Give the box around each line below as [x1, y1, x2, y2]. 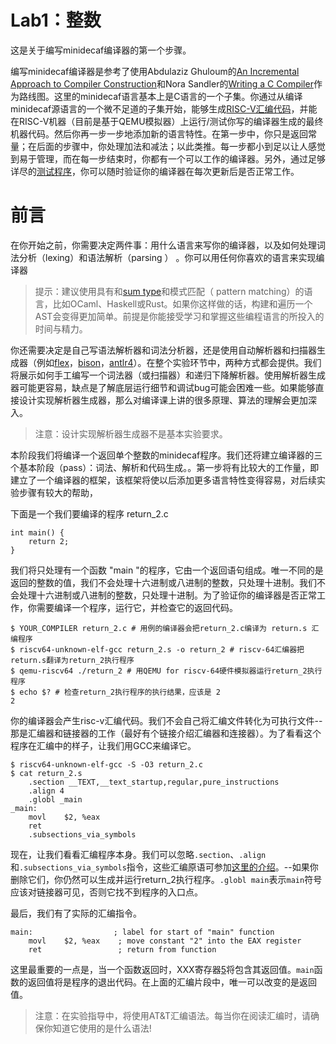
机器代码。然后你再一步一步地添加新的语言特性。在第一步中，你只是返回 [10, 127, 308, 140]
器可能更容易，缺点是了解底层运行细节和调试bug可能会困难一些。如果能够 [10, 381, 316, 393]
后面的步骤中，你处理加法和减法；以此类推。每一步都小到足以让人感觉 [36, 140, 326, 152]
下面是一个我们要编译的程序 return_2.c [10, 507, 169, 520]
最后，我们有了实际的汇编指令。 [10, 907, 142, 919]
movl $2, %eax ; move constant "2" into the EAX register [28, 936, 302, 946]
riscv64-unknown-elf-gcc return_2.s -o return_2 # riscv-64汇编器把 [19, 644, 305, 655]
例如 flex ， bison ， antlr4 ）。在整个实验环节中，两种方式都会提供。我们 [36, 356, 322, 368]
